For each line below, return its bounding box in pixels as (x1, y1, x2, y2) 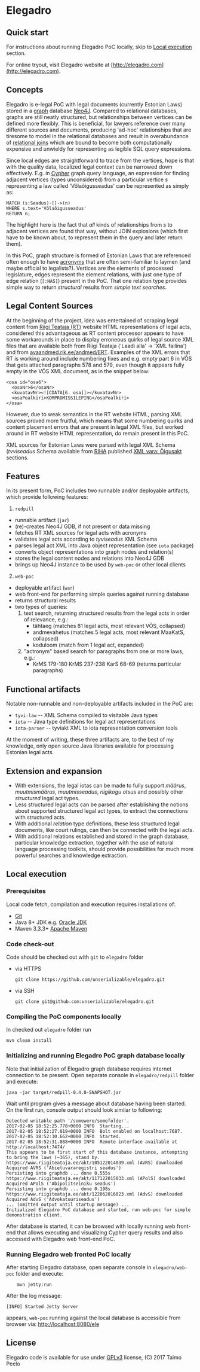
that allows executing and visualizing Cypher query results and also (17, 1228, 183, 1236)
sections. (6, 454, 29, 461)
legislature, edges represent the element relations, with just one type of (6, 270, 182, 278)
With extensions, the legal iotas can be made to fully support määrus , (14, 782, 186, 789)
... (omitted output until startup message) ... (6, 1202, 130, 1208)
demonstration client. (6, 1212, 63, 1218)
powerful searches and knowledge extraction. (14, 852, 128, 859)
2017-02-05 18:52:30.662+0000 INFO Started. (6, 1133, 121, 1139)
